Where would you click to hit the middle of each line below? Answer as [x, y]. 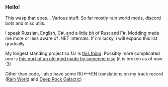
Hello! [13, 7]
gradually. [16, 44]
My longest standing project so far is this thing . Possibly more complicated [82, 53]
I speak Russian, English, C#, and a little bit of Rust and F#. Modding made [82, 33]
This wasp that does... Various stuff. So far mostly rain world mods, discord [83, 18]
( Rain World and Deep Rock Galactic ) [44, 79]
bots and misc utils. [25, 23]
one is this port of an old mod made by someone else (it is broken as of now [84, 59]
